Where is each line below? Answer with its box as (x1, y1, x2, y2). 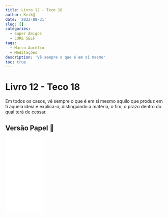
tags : (5, 41, 17, 46)
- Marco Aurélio (10, 45, 44, 50)
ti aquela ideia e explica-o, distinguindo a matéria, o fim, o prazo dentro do (5, 104, 162, 110)
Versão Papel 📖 (5, 123, 54, 132)
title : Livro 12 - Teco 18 (5, 7, 63, 13)
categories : (5, 26, 31, 32)
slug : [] (5, 21, 24, 27)
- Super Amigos (10, 31, 42, 36)
